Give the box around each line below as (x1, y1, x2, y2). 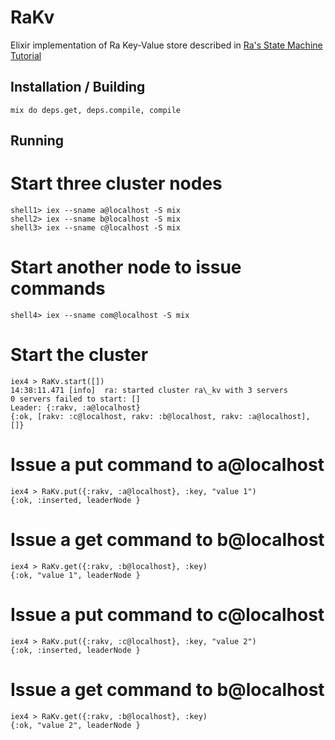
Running (10, 132, 65, 150)
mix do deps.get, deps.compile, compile (10, 105, 182, 115)
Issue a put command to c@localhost (10, 604, 325, 626)
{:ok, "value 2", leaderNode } (10, 720, 141, 730)
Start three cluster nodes (10, 172, 223, 195)
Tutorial (10, 49, 42, 61)
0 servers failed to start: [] (10, 394, 141, 404)
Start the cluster (10, 344, 149, 366)
